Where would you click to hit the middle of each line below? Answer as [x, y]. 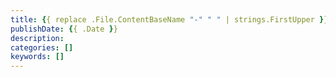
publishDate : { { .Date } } [64, 29]
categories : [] [42, 47]
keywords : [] [37, 57]
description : [37, 38]
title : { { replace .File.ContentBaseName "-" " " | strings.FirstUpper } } [169, 19]
